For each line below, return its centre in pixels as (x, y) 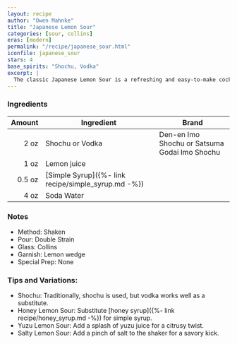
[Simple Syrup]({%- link (85, 175)
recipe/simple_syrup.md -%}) (95, 184)
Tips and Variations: (43, 280)
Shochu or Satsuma (192, 143)
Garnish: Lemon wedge (51, 254)
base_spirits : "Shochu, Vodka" (53, 66)
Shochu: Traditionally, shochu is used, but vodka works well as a (111, 296)
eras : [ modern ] (30, 40)
